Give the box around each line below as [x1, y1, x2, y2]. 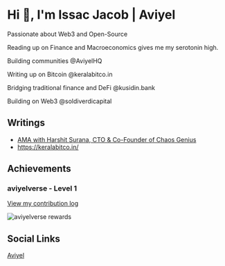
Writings [7, 117, 45, 129]
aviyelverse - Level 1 [7, 184, 78, 193]
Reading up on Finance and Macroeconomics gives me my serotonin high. [7, 43, 219, 51]
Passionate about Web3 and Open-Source [7, 30, 128, 38]
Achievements [7, 163, 71, 175]
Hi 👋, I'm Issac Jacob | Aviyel [7, 7, 176, 23]
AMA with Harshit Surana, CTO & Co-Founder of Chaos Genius [17, 135, 197, 143]
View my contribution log [7, 199, 79, 208]
